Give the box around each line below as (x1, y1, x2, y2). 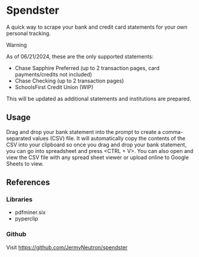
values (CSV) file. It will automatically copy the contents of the (32, 134, 186, 142)
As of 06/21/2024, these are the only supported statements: (6, 53, 154, 60)
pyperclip (14, 215, 39, 222)
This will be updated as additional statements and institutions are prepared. (6, 95, 191, 102)
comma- (162, 128, 183, 135)
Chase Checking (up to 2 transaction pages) (14, 77, 124, 84)
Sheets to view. (6, 160, 44, 167)
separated (6, 134, 32, 142)
